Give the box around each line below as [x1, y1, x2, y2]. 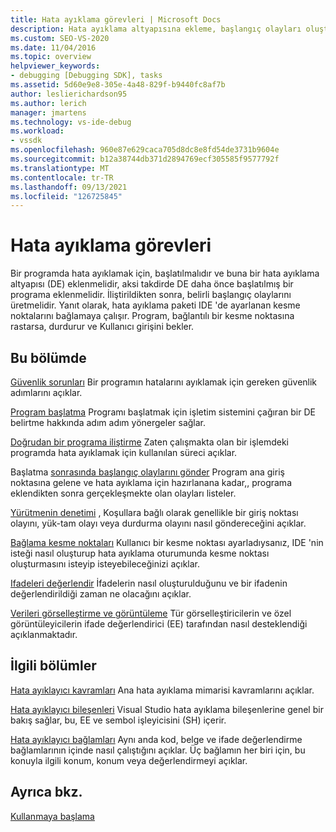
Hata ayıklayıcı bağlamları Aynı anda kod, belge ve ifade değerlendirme [10, 733, 303, 745]
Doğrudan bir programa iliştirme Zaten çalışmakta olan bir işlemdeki [10, 436, 289, 448]
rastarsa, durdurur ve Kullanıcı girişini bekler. [10, 321, 195, 333]
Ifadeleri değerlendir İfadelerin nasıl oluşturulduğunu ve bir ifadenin [10, 577, 288, 589]
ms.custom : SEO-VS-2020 [10, 33, 110, 43]
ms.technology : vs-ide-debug [10, 117, 132, 127]
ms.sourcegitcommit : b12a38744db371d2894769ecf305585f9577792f [10, 154, 280, 164]
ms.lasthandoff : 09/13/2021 [10, 182, 128, 192]
